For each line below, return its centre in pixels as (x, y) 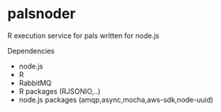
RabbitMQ (35, 83)
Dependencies (31, 50)
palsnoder (41, 14)
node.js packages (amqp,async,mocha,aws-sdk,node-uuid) (116, 99)
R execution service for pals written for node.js (83, 35)
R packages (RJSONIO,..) (60, 91)
